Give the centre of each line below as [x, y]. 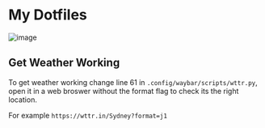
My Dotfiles [48, 15]
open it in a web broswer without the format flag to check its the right [124, 91]
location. [23, 100]
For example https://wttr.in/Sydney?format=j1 [88, 115]
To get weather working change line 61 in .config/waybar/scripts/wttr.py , [133, 82]
